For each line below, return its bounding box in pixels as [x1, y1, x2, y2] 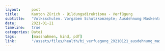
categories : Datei [5, 30, 43, 34]
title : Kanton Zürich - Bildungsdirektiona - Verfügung [5, 12, 133, 17]
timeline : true [5, 25, 41, 30]
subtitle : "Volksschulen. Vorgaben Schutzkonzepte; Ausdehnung [5, 16, 141, 21]
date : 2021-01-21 [5, 20, 54, 26]
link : [5, 39, 16, 44]
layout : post [5, 7, 41, 12]
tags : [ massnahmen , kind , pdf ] [5, 34, 82, 39]
